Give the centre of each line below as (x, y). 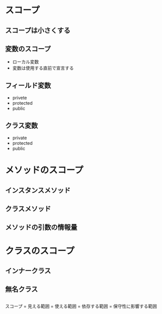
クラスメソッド (28, 209)
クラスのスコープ (40, 251)
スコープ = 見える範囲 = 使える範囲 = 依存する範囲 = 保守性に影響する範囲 (81, 306)
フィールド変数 (28, 85)
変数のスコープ (28, 49)
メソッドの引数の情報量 (41, 228)
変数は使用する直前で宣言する (43, 68)
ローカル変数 (25, 62)
